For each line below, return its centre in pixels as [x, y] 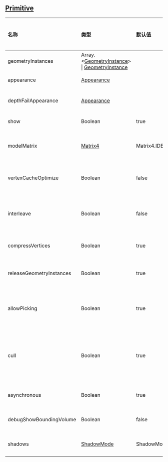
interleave [19, 213]
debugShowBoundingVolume [42, 419]
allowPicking [22, 308]
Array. [88, 55]
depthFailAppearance [33, 100]
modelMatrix [22, 146]
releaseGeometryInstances [39, 273]
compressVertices [29, 246]
